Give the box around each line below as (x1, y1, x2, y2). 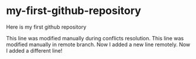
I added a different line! (6, 47, 63, 54)
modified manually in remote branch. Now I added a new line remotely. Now (6, 41, 191, 48)
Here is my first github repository (6, 23, 87, 30)
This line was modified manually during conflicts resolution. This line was (6, 34, 184, 41)
